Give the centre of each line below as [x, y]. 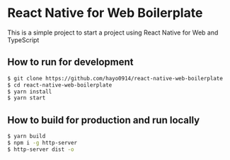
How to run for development [70, 62]
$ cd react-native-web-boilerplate [60, 85]
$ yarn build [27, 136]
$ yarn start [27, 98]
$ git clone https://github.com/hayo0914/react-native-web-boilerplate [115, 78]
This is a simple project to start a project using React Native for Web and [113, 32]
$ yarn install [30, 92]
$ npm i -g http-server [42, 142]
